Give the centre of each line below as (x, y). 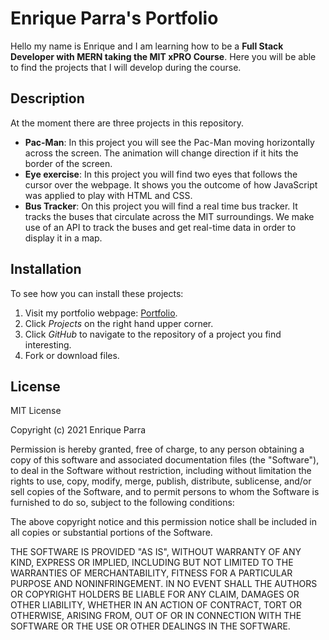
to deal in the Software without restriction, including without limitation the (161, 471)
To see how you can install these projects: (97, 293)
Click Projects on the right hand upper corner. (119, 323)
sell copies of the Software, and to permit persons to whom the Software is (165, 492)
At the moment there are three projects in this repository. (127, 123)
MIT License (36, 411)
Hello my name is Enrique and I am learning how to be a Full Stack (147, 46)
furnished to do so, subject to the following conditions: (122, 503)
